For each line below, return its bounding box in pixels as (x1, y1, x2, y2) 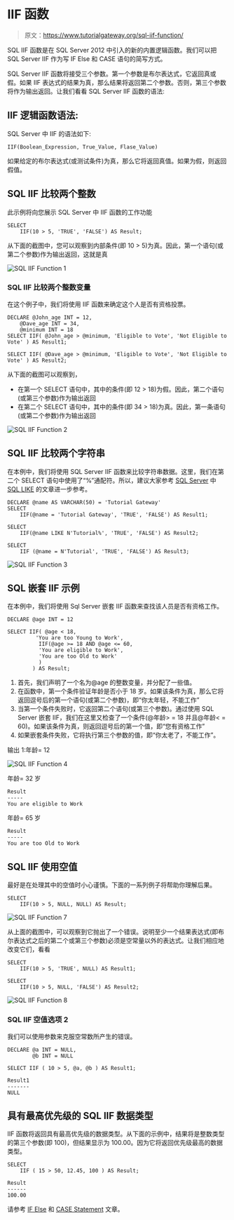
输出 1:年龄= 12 (7, 746, 50, 754)
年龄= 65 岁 (7, 814, 41, 822)
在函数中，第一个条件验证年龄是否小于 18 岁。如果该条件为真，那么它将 (17, 687, 224, 696)
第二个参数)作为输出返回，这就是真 (7, 250, 109, 258)
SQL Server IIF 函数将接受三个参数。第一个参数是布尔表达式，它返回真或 (7, 69, 216, 78)
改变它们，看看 (7, 945, 50, 954)
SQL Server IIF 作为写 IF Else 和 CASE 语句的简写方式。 (7, 54, 167, 63)
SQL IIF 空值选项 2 (7, 1015, 69, 1024)
